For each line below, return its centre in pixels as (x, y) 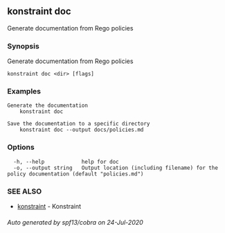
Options (21, 147)
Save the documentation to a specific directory (79, 124)
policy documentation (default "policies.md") (75, 174)
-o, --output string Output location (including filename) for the (116, 168)
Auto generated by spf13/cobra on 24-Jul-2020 (75, 222)
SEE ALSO (25, 191)
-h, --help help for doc (66, 162)
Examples (24, 92)
